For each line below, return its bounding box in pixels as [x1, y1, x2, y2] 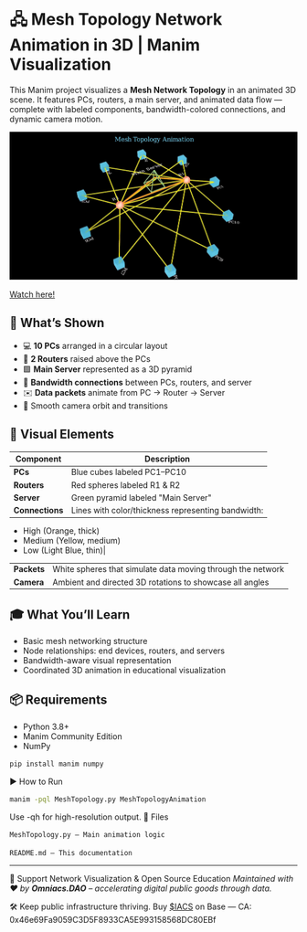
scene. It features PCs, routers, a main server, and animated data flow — [9, 94, 283, 105]
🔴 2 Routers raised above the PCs [22, 353, 151, 364]
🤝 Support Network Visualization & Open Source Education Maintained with [9, 873, 294, 884]
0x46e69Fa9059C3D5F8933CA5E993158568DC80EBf [9, 914, 217, 925]
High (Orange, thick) [22, 524, 101, 536]
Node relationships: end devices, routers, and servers [22, 645, 226, 656]
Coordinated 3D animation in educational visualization [22, 665, 227, 676]
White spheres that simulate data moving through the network [52, 564, 285, 575]
